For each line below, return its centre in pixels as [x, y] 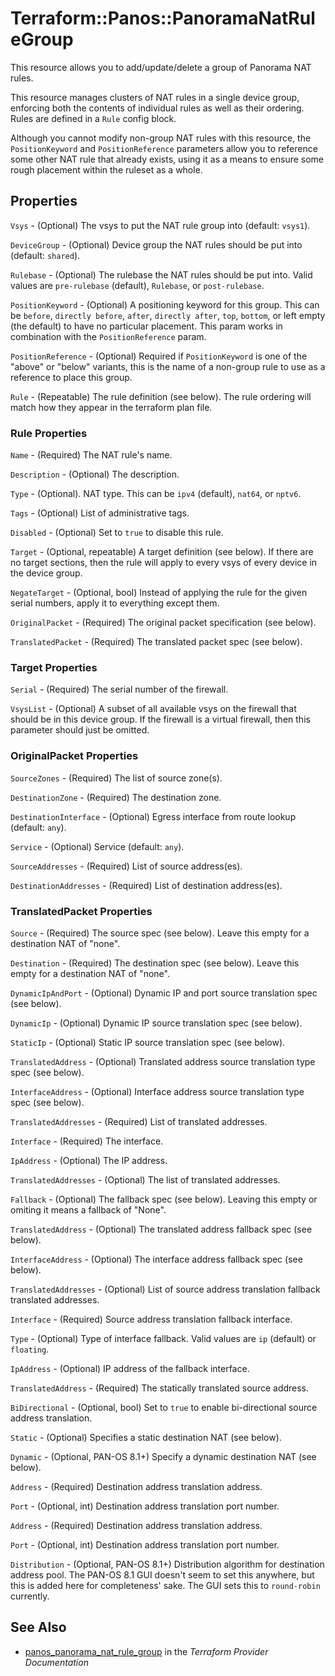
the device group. [46, 573]
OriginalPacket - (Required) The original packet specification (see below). [163, 623]
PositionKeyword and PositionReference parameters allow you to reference [164, 148]
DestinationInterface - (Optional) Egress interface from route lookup [153, 816]
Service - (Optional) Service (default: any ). [97, 846]
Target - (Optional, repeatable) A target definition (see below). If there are [162, 552]
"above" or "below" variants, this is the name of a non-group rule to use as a [168, 366]
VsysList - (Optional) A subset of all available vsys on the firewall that [153, 709]
